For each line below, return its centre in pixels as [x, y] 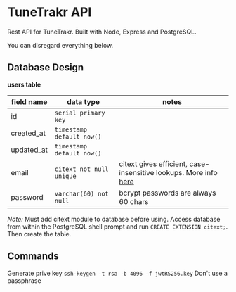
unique [65, 176]
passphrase [24, 280]
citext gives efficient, [153, 164]
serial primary [80, 113]
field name [29, 101]
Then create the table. [39, 234]
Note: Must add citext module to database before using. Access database [114, 219]
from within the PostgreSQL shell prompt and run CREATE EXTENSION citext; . [118, 227]
